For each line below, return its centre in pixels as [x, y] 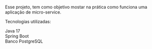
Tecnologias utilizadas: [28, 22]
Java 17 [13, 31]
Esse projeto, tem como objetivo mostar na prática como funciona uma [76, 7]
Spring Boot [17, 36]
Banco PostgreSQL [24, 41]
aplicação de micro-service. [33, 12]
